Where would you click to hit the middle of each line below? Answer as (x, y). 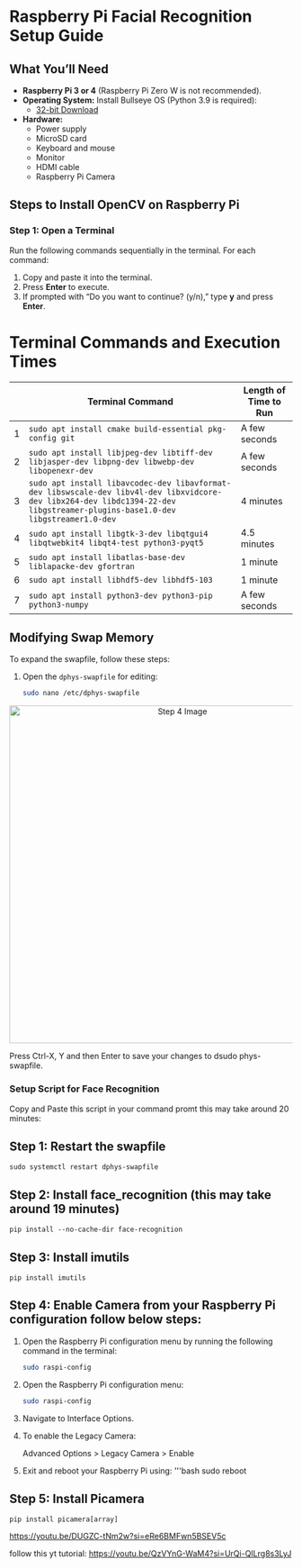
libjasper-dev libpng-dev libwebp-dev (111, 462)
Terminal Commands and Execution (145, 342)
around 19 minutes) (64, 1209)
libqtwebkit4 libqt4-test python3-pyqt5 (116, 543)
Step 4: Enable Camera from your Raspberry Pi (142, 1305)
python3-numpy (58, 604)
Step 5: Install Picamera (77, 1499)
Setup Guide (57, 36)
